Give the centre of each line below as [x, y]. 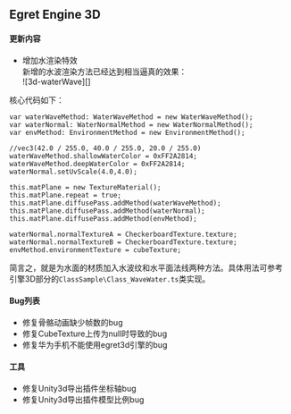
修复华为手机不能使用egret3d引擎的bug [95, 344]
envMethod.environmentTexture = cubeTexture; [95, 249]
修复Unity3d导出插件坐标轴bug [79, 389]
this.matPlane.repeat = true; [66, 195]
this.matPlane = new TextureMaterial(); [86, 187]
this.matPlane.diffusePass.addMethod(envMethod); [104, 218]
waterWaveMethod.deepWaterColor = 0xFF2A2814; [97, 164]
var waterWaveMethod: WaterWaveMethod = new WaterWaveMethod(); [131, 117]
